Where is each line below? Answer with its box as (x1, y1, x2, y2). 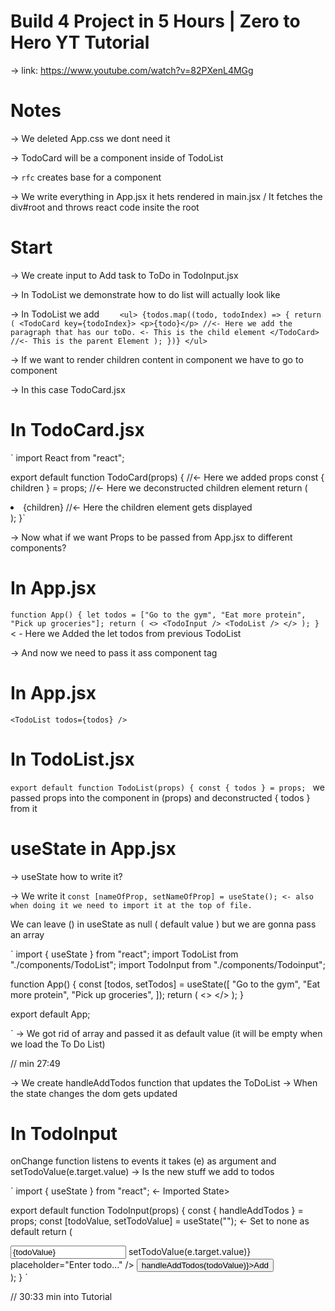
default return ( (10, 1226, 73, 1238)
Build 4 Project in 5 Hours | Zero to (10, 10, 301, 33)
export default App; (10, 1008, 91, 1020)
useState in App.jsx (10, 837, 177, 860)
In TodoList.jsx (10, 748, 135, 770)
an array (10, 928, 45, 940)
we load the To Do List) (10, 1038, 106, 1050)
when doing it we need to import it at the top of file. (10, 900, 253, 910)
